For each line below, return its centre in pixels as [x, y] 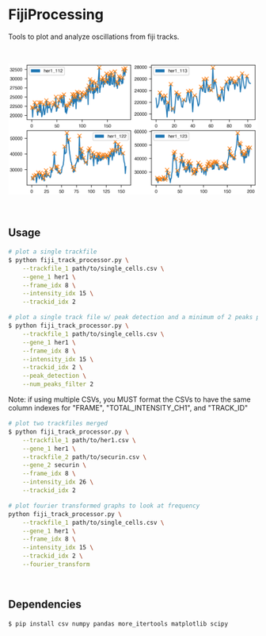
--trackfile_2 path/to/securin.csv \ [85, 457]
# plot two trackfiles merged [58, 424]
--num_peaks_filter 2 [58, 384]
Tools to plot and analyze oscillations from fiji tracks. [94, 37]
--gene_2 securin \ [55, 465]
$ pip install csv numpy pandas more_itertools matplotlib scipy [118, 624]
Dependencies [45, 605]
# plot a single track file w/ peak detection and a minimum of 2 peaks [131, 318]
